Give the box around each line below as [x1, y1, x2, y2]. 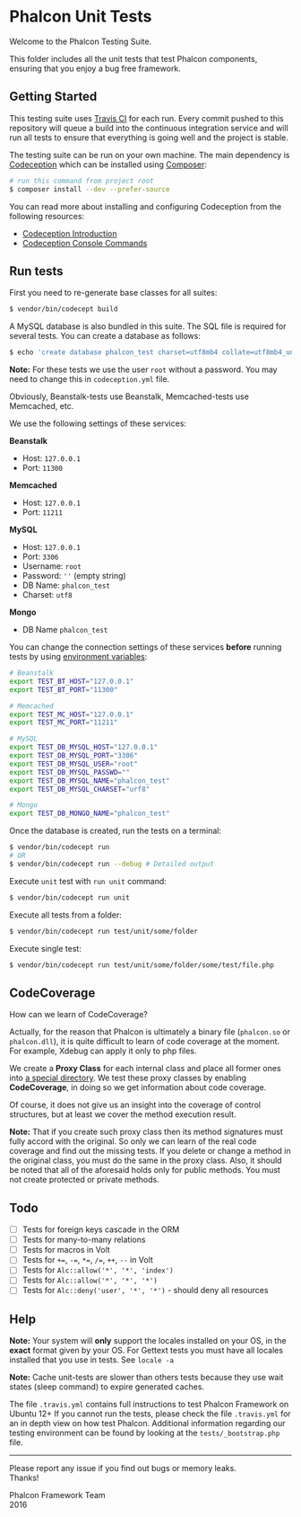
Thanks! [9, 1472, 39, 1484]
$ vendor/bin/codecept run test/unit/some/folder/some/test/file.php [9, 960, 275, 970]
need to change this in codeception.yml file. [9, 374, 170, 385]
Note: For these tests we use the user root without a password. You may [9, 364, 278, 375]
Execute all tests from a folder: [9, 909, 123, 920]
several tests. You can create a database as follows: [9, 331, 202, 342]
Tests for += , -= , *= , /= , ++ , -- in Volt [21, 1255, 154, 1265]
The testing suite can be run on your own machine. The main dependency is [9, 149, 290, 160]
